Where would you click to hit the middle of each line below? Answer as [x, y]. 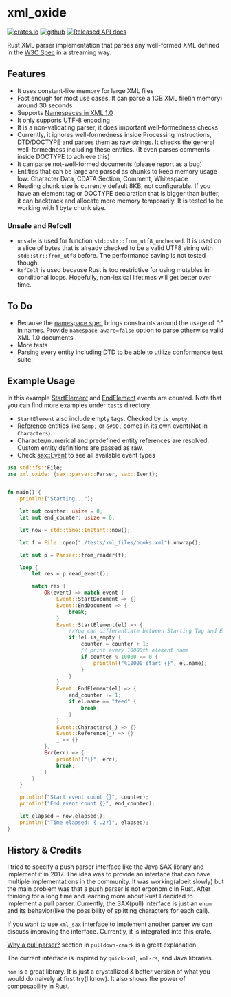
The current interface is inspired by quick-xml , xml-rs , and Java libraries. [110, 958]
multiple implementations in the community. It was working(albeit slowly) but [115, 882]
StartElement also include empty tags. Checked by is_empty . [103, 418]
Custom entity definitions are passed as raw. [80, 448]
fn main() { [24, 493]
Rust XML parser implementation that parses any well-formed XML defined [113, 45]
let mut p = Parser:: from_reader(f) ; [74, 555]
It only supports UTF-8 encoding [64, 120]
